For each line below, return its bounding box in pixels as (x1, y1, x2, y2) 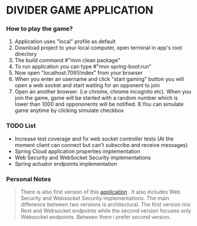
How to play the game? (6, 25, 73, 33)
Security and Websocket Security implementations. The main (20, 195, 170, 202)
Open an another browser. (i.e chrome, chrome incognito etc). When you (14, 88, 192, 95)
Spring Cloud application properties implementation (14, 148, 140, 155)
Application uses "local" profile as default (14, 38, 116, 45)
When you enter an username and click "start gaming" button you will (14, 76, 184, 83)
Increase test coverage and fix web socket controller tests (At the (14, 135, 174, 142)
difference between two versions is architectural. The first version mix (20, 201, 191, 208)
